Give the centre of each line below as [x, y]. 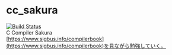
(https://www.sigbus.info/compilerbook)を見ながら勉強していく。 [86, 46]
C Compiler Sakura [29, 32]
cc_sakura [32, 10]
